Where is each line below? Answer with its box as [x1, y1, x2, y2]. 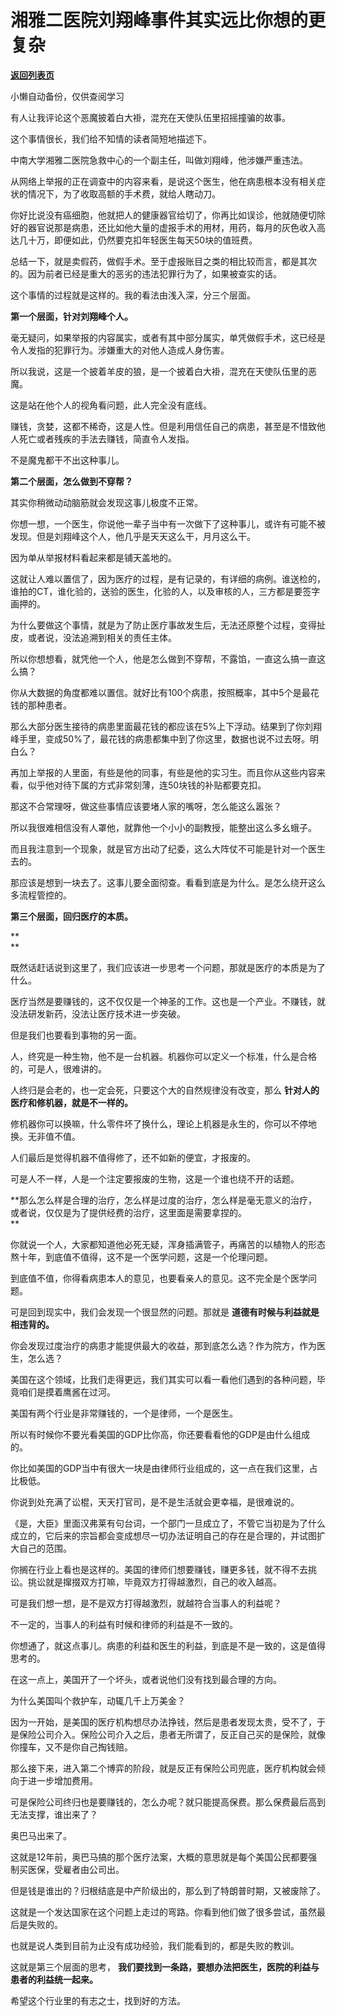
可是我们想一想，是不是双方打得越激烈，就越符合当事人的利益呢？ [10, 1597, 282, 1609]
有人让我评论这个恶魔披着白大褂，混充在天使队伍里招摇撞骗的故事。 [10, 111, 291, 123]
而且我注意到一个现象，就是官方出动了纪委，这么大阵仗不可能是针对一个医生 [10, 842, 326, 855]
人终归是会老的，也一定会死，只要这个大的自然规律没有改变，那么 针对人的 [10, 1084, 320, 1096]
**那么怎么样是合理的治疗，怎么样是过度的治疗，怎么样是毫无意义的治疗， [10, 1194, 318, 1206]
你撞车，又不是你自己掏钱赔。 [10, 1741, 133, 1753]
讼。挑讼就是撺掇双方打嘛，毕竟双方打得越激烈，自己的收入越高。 [10, 1576, 282, 1588]
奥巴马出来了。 [10, 1829, 72, 1841]
